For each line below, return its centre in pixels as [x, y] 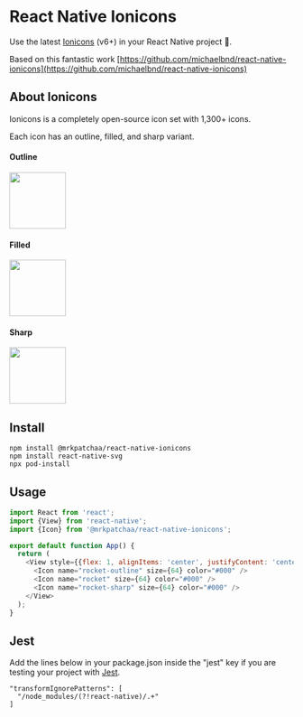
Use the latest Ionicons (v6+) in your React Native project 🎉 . [121, 42]
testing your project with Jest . [65, 672]
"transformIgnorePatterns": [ [66, 689]
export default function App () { [72, 545]
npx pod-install [40, 464]
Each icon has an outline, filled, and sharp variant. [102, 136]
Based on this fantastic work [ [64, 59]
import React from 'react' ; [62, 512]
